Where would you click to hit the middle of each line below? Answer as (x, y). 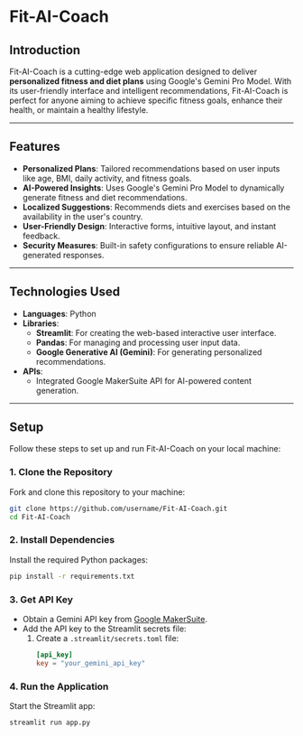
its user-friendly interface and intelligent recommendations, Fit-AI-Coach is (149, 91)
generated (41, 255)
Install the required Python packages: (79, 559)
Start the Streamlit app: (52, 706)
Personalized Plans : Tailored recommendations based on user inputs (151, 168)
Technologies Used (64, 292)
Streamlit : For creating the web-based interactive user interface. (156, 332)
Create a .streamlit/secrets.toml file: (107, 638)
